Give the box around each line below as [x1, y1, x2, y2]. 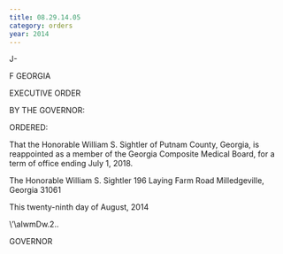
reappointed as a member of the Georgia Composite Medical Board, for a [9, 149, 276, 159]
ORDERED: [9, 122, 49, 133]
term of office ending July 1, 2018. [9, 158, 134, 169]
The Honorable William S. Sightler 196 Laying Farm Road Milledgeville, [9, 175, 265, 186]
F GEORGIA [9, 71, 51, 81]
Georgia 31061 [9, 185, 62, 196]
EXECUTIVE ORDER [9, 88, 81, 98]
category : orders [9, 21, 73, 30]
